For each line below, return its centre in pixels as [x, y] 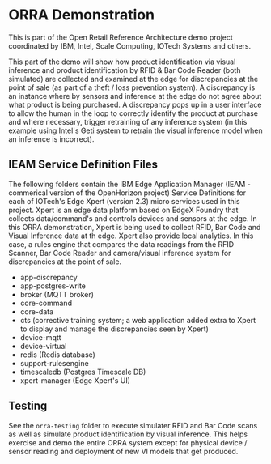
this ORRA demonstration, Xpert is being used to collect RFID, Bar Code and [135, 227]
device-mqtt [41, 337]
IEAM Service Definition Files [83, 165]
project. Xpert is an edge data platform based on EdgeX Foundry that [123, 210]
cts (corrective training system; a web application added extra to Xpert [138, 320]
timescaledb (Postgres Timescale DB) [83, 372]
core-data [37, 311]
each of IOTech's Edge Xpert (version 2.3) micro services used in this [124, 201]
